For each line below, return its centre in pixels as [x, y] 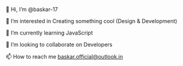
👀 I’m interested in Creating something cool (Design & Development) [91, 21]
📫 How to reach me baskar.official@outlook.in [65, 57]
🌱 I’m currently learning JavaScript [49, 33]
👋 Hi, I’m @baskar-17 [32, 9]
